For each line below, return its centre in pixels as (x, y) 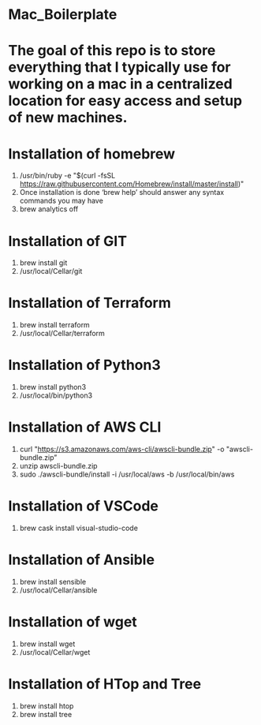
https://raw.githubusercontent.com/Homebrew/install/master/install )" (132, 184)
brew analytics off (49, 209)
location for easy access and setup (125, 101)
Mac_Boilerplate (63, 15)
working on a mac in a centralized (120, 84)
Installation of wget (73, 622)
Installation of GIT (68, 241)
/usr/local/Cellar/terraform (62, 334)
